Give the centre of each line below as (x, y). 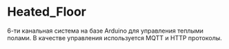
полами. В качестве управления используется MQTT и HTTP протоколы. (114, 37)
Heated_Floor (47, 12)
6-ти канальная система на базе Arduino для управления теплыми (105, 31)
